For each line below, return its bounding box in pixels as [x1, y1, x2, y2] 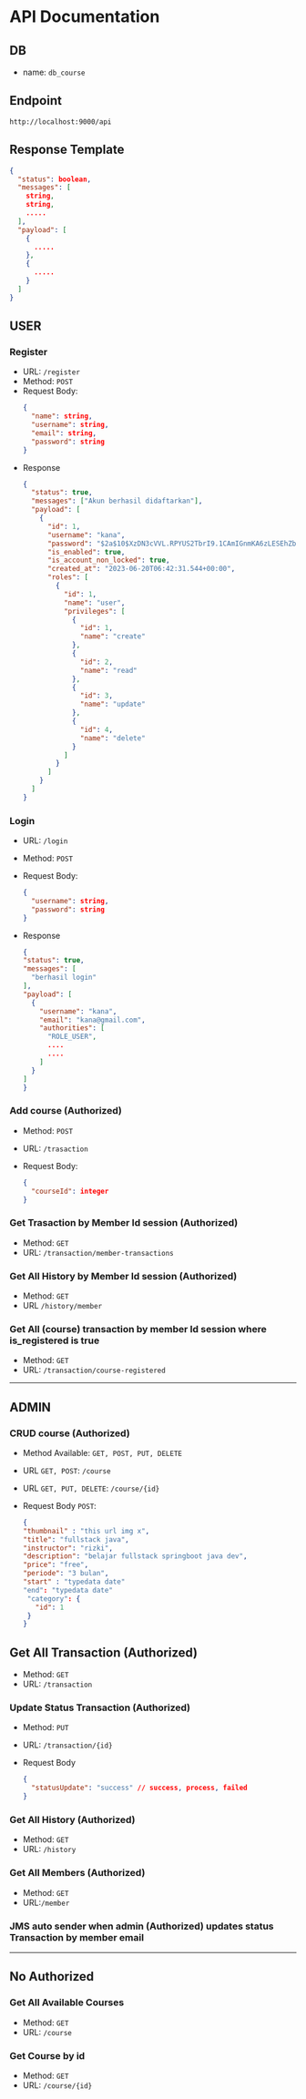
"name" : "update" [80, 699, 146, 709]
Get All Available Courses [9, 1996, 125, 2009]
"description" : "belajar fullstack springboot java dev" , [22, 1552, 248, 1561]
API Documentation [9, 6, 160, 27]
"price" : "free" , [22, 1560, 89, 1570]
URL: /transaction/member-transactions [22, 1247, 175, 1258]
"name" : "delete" [80, 733, 146, 743]
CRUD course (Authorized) [9, 1427, 130, 1440]
